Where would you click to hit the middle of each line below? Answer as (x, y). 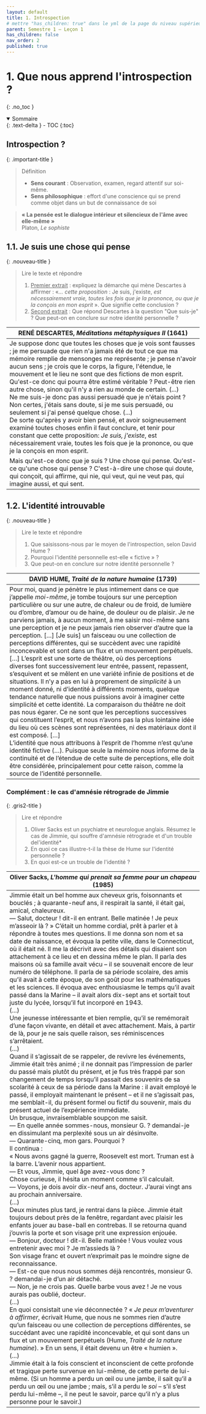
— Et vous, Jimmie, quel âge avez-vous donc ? (77, 1171)
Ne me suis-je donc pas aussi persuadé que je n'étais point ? (97, 397)
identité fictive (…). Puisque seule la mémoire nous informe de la (102, 751)
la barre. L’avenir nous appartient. (58, 1163)
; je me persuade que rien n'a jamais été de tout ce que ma (93, 351)
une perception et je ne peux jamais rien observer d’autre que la (101, 628)
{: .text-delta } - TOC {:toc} (40, 125)
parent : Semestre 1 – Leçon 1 (45, 29)
